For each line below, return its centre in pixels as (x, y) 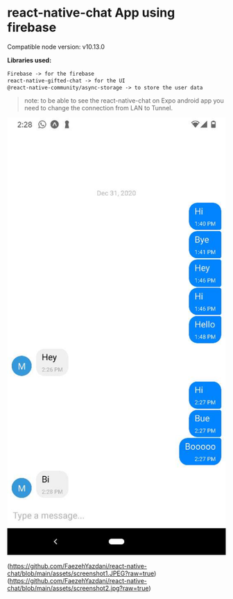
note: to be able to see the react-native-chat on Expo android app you (124, 100)
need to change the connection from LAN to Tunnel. (98, 108)
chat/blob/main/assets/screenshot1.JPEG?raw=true (81, 573)
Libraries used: (29, 60)
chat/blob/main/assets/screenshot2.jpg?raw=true (78, 588)
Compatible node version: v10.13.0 (56, 47)
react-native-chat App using (91, 13)
